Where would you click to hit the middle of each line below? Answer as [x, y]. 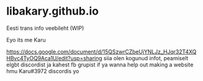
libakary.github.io [53, 11]
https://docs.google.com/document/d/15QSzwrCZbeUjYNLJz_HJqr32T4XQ [102, 51]
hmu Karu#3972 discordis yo [43, 71]
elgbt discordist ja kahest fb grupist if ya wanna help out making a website [100, 65]
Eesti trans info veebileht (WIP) [45, 28]
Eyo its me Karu [26, 40]
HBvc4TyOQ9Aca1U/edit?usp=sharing [54, 58]
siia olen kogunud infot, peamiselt [146, 58]
